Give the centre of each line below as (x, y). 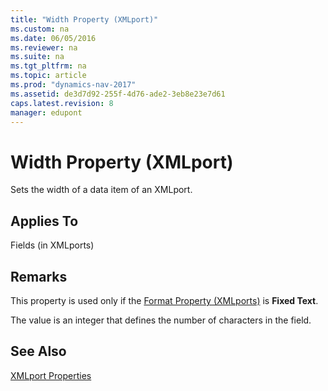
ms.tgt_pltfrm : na (48, 66)
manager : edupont (46, 112)
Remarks (39, 276)
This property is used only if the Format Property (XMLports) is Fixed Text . (164, 300)
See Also (38, 351)
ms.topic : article (48, 76)
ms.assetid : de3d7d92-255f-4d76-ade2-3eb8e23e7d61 (118, 94)
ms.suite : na (37, 57)
